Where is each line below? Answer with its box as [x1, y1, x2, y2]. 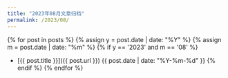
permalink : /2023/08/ [7, 17, 70, 23]
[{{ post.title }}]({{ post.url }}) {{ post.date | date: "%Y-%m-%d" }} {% [17, 56, 216, 64]
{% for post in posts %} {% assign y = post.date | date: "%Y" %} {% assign [7, 35, 222, 43]
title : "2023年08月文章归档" [7, 10, 85, 17]
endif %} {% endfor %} [17, 64, 84, 72]
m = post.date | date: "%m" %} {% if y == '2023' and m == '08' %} [7, 43, 198, 51]
